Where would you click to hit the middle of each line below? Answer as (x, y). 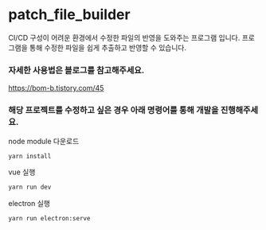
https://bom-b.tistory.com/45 (56, 88)
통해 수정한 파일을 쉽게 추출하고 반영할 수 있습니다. (108, 47)
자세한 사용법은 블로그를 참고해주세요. (76, 70)
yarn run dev (30, 187)
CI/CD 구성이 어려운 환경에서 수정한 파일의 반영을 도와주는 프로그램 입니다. (124, 37)
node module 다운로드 (44, 141)
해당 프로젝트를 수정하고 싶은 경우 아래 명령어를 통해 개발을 (113, 111)
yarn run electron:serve (49, 219)
